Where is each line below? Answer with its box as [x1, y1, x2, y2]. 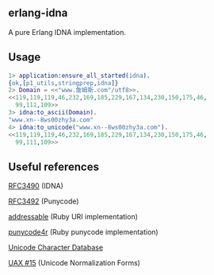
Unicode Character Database [8, 242, 104, 253]
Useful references [8, 160, 99, 173]
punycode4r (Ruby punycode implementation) [8, 227, 159, 237]
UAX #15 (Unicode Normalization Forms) [8, 258, 141, 268]
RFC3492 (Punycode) [8, 196, 79, 206]
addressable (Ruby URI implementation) [8, 212, 139, 222]
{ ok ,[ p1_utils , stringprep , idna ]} [8, 79, 119, 87]
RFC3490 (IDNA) [8, 181, 63, 191]
